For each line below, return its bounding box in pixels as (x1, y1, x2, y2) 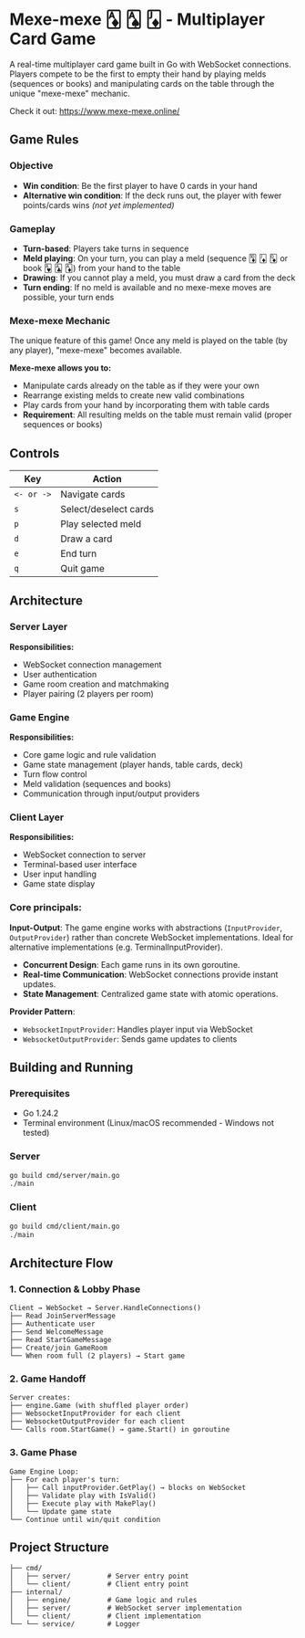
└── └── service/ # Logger (9, 1620, 141, 1629)
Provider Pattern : (9, 1005, 76, 1017)
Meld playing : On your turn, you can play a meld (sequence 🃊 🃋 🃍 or (22, 252, 289, 264)
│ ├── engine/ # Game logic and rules (9, 1596, 198, 1605)
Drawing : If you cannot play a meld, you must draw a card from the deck (22, 272, 296, 283)
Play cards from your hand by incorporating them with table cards (22, 400, 270, 411)
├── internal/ (9, 1588, 64, 1597)
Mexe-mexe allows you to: (9, 362, 112, 373)
